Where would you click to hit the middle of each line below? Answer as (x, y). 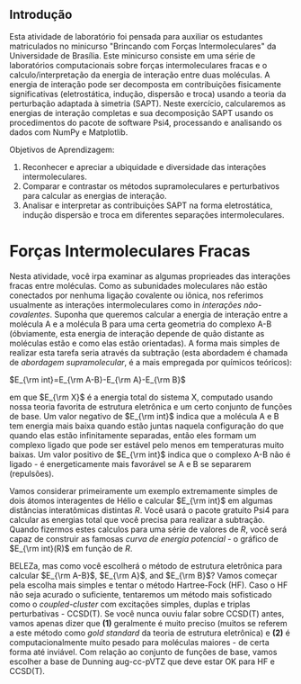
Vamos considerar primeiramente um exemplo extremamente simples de (144, 490)
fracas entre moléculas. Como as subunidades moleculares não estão (138, 285)
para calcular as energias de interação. (95, 195)
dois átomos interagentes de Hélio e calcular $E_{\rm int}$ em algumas (141, 500)
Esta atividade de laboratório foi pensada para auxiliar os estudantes (136, 36)
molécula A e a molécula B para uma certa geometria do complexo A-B (141, 324)
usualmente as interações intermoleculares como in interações (126, 304)
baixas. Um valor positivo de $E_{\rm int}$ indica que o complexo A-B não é (150, 454)
